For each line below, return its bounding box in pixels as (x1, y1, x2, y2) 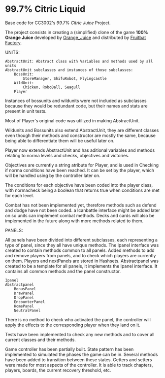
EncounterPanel (14, 299, 45, 304)
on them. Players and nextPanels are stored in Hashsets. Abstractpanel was (5, 258, 159, 264)
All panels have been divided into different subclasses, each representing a (5, 237, 158, 242)
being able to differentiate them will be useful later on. (5, 137, 115, 143)
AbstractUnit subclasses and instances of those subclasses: (5, 68, 133, 72)
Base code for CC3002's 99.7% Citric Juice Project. (5, 20, 111, 26)
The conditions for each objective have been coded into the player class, (5, 182, 153, 188)
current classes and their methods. (5, 337, 76, 343)
